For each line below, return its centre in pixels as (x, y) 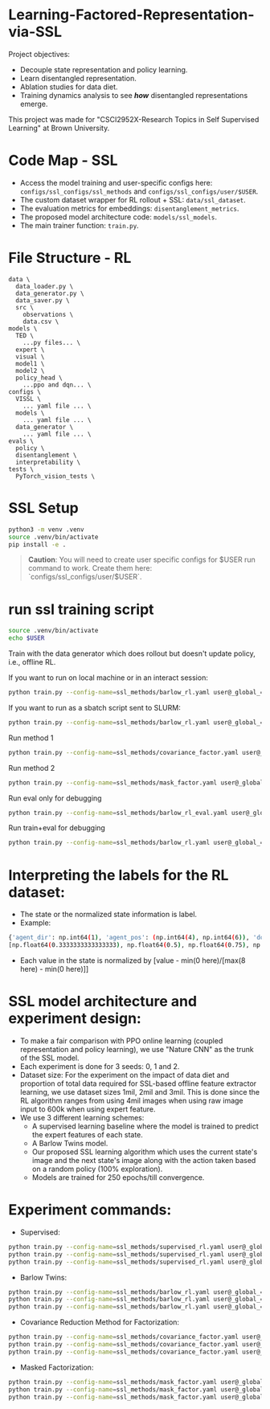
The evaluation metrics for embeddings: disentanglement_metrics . (129, 208)
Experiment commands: (90, 1210)
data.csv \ (41, 322)
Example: (35, 923)
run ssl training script (81, 609)
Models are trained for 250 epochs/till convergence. (118, 1177)
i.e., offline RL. (32, 662)
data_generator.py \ (50, 293)
